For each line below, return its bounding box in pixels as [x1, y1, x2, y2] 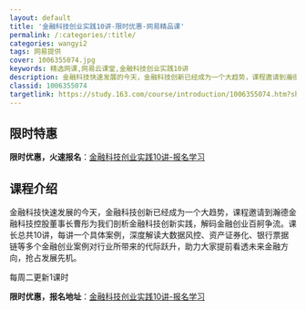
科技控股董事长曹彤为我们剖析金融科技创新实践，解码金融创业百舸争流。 [16, 218, 289, 229]
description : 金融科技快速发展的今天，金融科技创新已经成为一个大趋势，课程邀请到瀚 [9, 73, 293, 82]
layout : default [9, 13, 71, 23]
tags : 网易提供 [9, 47, 62, 57]
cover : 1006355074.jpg [9, 56, 96, 65]
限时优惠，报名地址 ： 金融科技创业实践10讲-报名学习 [9, 291, 205, 302]
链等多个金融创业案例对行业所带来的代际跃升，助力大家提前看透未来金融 [9, 241, 280, 252]
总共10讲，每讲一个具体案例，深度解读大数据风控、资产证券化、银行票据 [16, 230, 290, 241]
